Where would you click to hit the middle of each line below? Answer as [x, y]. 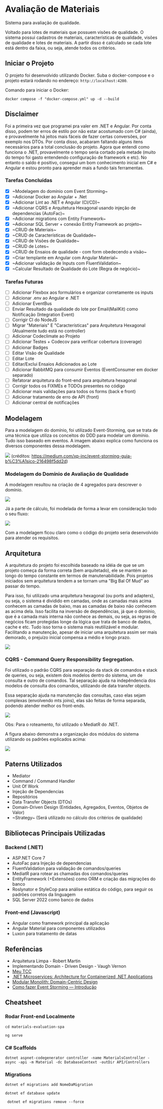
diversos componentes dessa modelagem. [48, 446]
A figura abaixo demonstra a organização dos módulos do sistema [72, 734]
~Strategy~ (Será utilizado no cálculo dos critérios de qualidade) [77, 818]
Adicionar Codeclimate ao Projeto [46, 336]
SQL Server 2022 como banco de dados [53, 899]
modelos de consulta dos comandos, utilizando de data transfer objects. [78, 686]
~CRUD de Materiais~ [34, 230]
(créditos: [21, 456]
